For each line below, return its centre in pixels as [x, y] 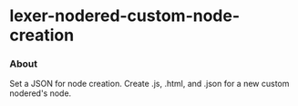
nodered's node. [41, 93]
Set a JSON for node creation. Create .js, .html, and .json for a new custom [149, 84]
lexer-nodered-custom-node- [125, 16]
